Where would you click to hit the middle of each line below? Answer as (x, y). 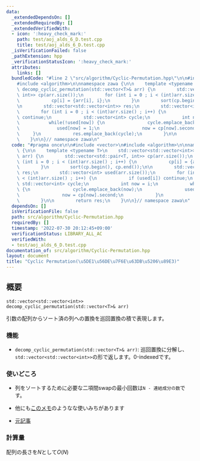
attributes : (26, 67)
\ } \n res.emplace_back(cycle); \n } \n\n (97, 134)
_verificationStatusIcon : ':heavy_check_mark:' (72, 62)
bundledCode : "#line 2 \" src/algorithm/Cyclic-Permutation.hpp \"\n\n (99, 78)
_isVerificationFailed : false (49, 51)
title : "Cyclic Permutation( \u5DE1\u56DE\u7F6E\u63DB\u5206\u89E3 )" (93, 262)
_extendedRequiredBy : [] (42, 23)
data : (13, 12)
